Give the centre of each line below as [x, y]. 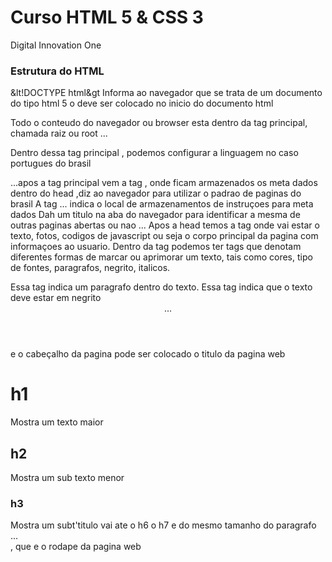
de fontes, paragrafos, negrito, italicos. [90, 268]
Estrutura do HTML [57, 71]
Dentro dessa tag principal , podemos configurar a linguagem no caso [154, 153]
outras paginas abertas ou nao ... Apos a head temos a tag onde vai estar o [165, 225]
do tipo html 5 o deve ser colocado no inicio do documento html [142, 103]
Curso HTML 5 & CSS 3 [107, 17]
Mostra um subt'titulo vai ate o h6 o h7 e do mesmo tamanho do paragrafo [163, 525]
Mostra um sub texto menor [67, 477]
